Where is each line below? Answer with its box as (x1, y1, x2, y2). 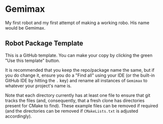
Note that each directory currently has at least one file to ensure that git (5, 92, 151, 98)
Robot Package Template (5, 39, 84, 48)
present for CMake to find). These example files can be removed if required (5, 102, 159, 109)
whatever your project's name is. (5, 83, 72, 89)
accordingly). (5, 113, 32, 119)
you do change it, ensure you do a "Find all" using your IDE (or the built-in (5, 72, 155, 78)
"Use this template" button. (5, 58, 61, 63)
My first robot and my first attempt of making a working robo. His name (5, 20, 150, 26)
